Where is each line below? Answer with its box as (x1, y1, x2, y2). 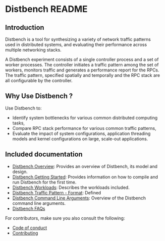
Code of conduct (12, 225, 47, 231)
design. (12, 169, 28, 175)
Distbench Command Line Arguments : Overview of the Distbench (12, 195, 146, 201)
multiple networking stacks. (5, 47, 62, 53)
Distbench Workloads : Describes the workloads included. (12, 184, 130, 190)
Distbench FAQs (12, 205, 46, 211)
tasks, (12, 120, 25, 126)
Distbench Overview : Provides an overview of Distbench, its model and (12, 163, 158, 169)
